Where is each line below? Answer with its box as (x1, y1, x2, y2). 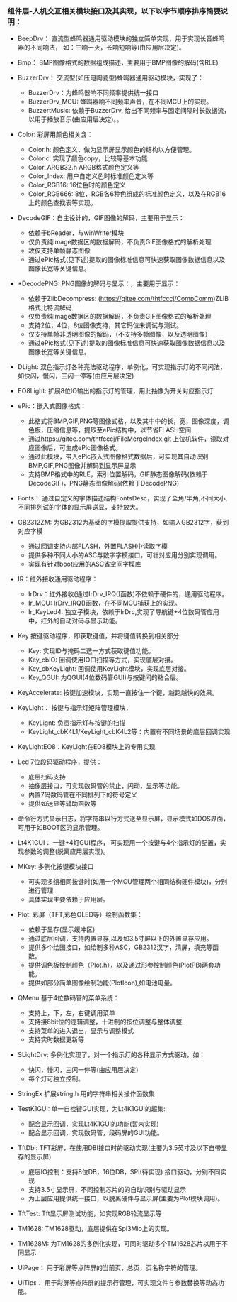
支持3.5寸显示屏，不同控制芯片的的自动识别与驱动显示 (28, 1186, 187, 1194)
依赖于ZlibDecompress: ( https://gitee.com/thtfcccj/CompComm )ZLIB (28, 295, 229, 303)
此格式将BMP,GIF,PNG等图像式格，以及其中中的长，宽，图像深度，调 (28, 417, 230, 425)
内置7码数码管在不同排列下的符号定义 (28, 790, 138, 799)
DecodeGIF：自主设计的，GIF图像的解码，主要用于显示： (17, 214, 185, 222)
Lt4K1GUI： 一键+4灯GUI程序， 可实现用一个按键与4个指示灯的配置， (17, 838, 221, 847)
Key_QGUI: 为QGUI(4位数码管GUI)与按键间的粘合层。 (28, 673, 183, 682)
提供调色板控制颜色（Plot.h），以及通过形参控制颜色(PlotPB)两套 (28, 961, 214, 970)
